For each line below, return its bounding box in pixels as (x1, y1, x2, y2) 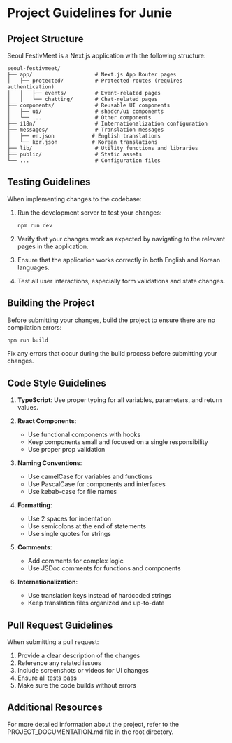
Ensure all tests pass (17, 674, 77, 682)
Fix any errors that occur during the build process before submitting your (7, 349, 218, 358)
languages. (17, 263, 50, 272)
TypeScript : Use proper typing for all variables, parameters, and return (17, 396, 222, 404)
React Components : (17, 417, 77, 425)
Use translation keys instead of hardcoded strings (27, 591, 172, 600)
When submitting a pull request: (7, 638, 99, 646)
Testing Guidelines (7, 176, 91, 188)
